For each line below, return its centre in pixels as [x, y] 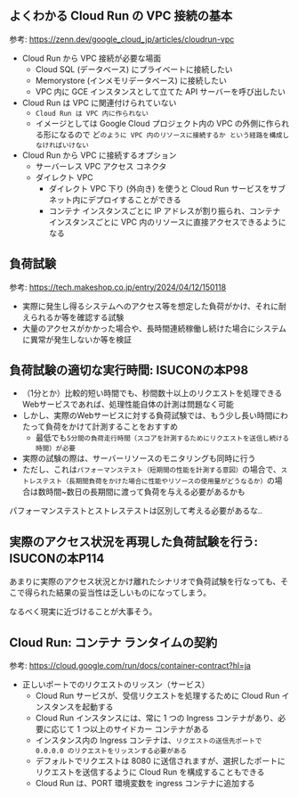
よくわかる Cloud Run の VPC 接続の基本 [121, 16]
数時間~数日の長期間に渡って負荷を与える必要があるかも [141, 492]
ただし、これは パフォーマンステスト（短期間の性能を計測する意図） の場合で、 [152, 470]
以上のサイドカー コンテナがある [150, 729]
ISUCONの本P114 [57, 559]
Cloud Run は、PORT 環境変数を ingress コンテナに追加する [145, 784]
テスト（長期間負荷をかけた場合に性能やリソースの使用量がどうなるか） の [159, 481]
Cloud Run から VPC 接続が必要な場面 [92, 58]
